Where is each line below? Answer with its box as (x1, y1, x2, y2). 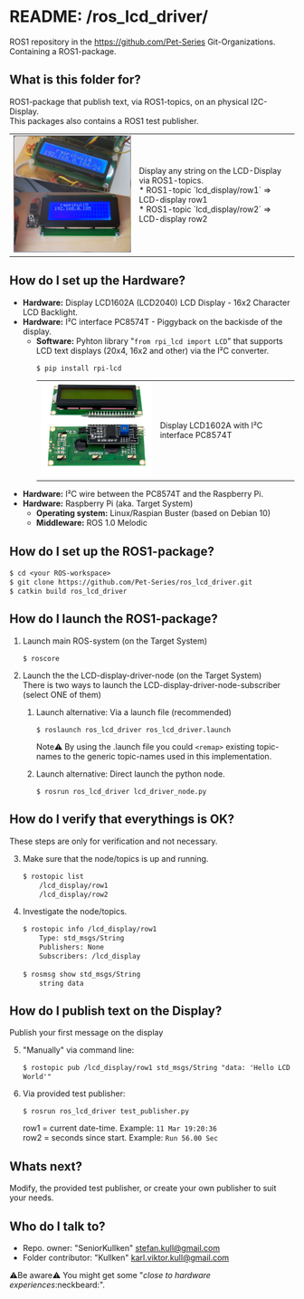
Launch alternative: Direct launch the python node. (35, 768, 225, 779)
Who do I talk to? (9, 1218, 106, 1234)
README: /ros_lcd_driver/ (9, 6, 208, 27)
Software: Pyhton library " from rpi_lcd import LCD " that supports (35, 335, 283, 346)
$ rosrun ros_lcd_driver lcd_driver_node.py (35, 787, 207, 796)
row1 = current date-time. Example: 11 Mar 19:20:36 (22, 1122, 217, 1133)
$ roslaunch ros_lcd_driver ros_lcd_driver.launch (35, 725, 232, 734)
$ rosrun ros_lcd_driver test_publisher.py (22, 1107, 190, 1116)
